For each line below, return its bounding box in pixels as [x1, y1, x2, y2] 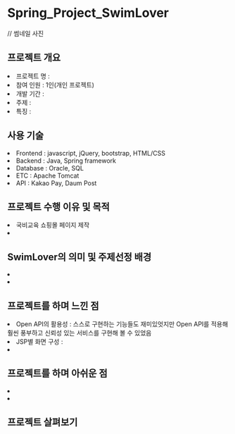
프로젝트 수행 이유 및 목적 [7, 201, 110, 213]
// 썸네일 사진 [7, 29, 44, 37]
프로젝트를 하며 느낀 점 [7, 299, 100, 311]
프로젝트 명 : [16, 72, 51, 80]
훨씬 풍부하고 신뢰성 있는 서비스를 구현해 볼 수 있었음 [7, 329, 152, 337]
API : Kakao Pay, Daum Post [16, 178, 97, 187]
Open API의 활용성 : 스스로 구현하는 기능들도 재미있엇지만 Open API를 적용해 [16, 320, 229, 328]
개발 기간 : [16, 89, 44, 98]
